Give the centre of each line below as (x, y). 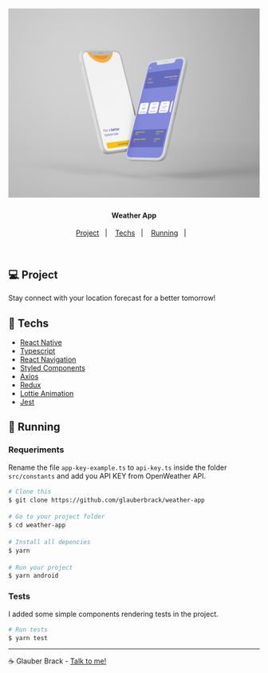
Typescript (37, 351)
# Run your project (41, 567)
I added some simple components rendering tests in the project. (114, 614)
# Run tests (28, 629)
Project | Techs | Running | (131, 233)
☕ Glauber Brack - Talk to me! (57, 661)
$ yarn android (33, 576)
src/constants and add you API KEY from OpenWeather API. (107, 475)
